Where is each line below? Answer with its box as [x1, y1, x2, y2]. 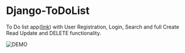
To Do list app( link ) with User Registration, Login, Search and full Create [6, 23, 180, 30]
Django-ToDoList [6, 4, 90, 17]
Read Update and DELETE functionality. [6, 29, 101, 36]
